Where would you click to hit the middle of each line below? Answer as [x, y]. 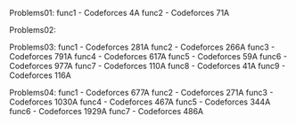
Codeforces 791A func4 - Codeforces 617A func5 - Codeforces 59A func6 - [148, 56]
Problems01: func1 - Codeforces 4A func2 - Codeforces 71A [119, 13]
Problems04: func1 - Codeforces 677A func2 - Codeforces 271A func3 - [141, 93]
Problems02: [33, 30]
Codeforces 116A [40, 75]
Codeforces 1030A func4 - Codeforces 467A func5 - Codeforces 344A [140, 102]
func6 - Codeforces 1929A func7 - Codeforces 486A [107, 111]
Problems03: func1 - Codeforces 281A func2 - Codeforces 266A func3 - [142, 47]
